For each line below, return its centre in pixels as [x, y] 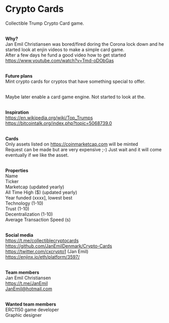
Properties [17, 170]
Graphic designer [24, 315]
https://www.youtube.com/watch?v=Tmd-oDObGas [60, 60]
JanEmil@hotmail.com [29, 289]
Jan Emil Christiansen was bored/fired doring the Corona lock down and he [85, 44]
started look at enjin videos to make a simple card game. [65, 49]
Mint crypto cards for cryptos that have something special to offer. [75, 81]
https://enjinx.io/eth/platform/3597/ [43, 257]
